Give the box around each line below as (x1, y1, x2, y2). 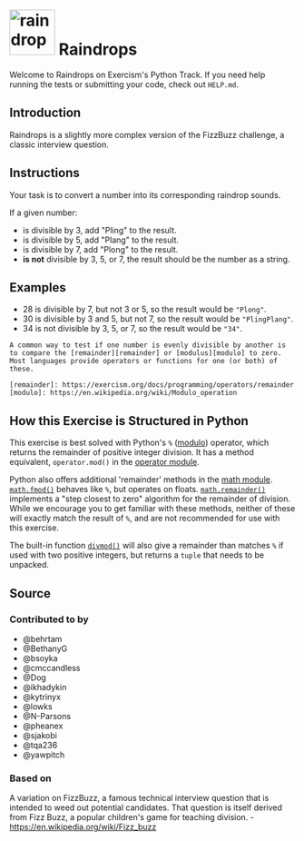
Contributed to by (9, 613, 89, 626)
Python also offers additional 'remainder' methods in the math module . (9, 474, 273, 485)
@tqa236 (22, 739, 58, 750)
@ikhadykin (22, 681, 67, 692)
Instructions (9, 165, 80, 181)
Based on (9, 772, 52, 785)
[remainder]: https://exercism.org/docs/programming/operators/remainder (9, 381, 295, 390)
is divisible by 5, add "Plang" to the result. (22, 234, 180, 245)
